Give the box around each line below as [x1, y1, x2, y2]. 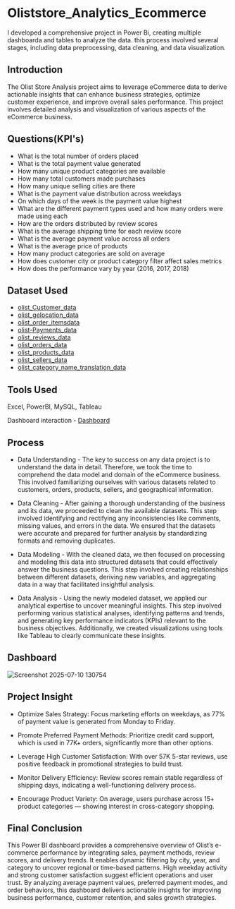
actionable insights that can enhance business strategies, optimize [7, 90, 201, 98]
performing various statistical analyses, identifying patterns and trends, [17, 609, 225, 617]
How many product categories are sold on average [17, 249, 165, 258]
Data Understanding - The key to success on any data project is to [17, 455, 210, 464]
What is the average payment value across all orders [17, 234, 170, 243]
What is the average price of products [17, 241, 128, 250]
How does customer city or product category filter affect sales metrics [17, 256, 222, 265]
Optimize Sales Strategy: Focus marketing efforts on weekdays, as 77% [17, 709, 225, 718]
